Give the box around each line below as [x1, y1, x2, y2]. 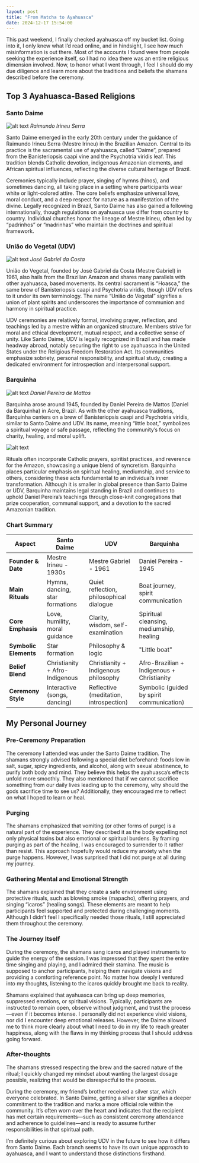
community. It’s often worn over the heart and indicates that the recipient [6, 1107, 184, 1114]
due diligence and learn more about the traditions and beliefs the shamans [6, 68, 188, 75]
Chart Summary [6, 520, 53, 529]
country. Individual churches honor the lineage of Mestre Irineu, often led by [6, 215, 192, 222]
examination [88, 628, 123, 636]
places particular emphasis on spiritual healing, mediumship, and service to [6, 467, 191, 475]
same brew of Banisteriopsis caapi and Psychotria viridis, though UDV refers [6, 286, 192, 293]
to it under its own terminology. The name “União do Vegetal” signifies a [6, 292, 182, 300]
